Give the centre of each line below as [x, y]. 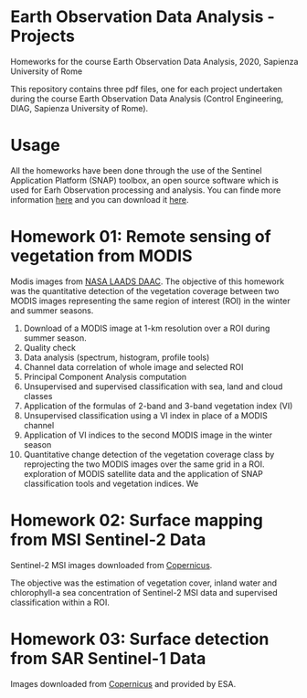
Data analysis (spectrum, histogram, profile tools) [116, 357]
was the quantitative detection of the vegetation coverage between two [145, 291]
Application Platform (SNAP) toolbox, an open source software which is [145, 180]
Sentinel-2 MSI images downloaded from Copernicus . [111, 565]
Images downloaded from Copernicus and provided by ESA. [123, 683]
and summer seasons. [52, 310]
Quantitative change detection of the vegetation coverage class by [149, 454]
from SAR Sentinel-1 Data [108, 658]
